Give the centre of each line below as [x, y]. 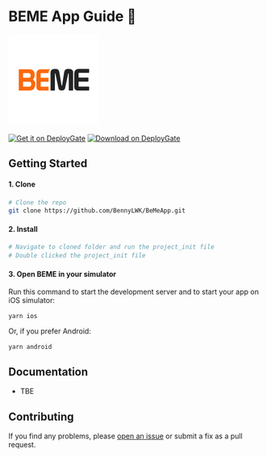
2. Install [23, 228]
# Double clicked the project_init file [77, 256]
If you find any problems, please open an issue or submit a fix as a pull [126, 436]
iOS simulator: [31, 300]
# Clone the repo [38, 202]
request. [22, 445]
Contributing [41, 416]
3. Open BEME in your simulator [63, 274]
